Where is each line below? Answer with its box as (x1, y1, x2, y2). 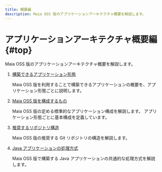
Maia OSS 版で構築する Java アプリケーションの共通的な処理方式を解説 (12, 156, 156, 161)
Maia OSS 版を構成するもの (12, 98, 67, 104)
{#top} (5, 45, 32, 56)
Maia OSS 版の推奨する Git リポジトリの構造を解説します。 (12, 135, 130, 141)
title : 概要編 (5, 7, 32, 12)
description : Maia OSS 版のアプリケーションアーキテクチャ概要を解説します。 (5, 12, 146, 16)
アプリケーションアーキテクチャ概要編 (5, 34, 158, 45)
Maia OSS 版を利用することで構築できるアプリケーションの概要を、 (12, 82, 148, 88)
